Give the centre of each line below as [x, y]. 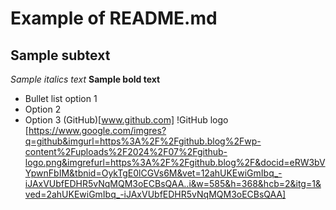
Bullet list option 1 [61, 98]
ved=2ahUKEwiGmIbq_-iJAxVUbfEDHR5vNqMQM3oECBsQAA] [155, 194]
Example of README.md [114, 18]
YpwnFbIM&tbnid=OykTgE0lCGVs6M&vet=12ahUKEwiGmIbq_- [153, 173]
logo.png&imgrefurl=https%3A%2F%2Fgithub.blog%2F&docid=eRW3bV [175, 162]
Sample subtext [60, 55]
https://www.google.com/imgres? [97, 130]
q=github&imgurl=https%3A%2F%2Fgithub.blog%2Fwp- [143, 141]
